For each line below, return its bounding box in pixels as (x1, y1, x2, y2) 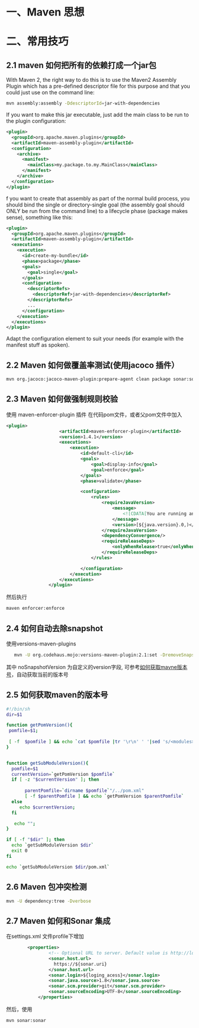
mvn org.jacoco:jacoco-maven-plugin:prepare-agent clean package (6, 376, 171, 383)
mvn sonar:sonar (6, 1017, 46, 1023)
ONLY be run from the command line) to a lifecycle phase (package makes (6, 207, 188, 214)
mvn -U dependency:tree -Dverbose (6, 898, 92, 904)
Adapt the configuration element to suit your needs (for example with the (6, 335, 184, 342)
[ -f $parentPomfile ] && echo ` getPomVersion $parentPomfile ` (24, 793, 184, 800)
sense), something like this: (6, 214, 73, 221)
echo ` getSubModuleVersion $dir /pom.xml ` (6, 864, 110, 870)
